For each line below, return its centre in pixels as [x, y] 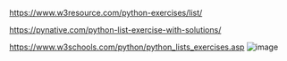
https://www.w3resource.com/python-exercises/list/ [106, 13]
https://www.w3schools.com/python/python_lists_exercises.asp [127, 47]
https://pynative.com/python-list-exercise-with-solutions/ [115, 30]
